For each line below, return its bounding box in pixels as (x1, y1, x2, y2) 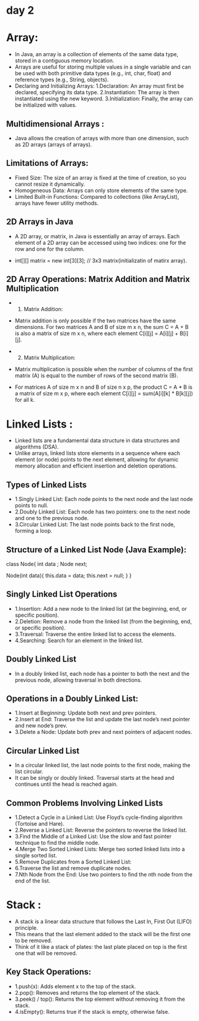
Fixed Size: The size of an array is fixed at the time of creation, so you (14, 174, 186, 181)
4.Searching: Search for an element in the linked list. (14, 636, 144, 644)
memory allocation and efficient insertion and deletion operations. (14, 462, 177, 469)
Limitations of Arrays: (6, 158, 89, 168)
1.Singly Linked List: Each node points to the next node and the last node (14, 496, 193, 503)
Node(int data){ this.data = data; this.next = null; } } (6, 571, 132, 579)
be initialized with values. (14, 102, 77, 109)
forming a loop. (14, 527, 52, 534)
